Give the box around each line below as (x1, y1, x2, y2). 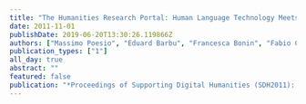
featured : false (9, 72, 71, 81)
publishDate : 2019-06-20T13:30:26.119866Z (9, 30, 173, 39)
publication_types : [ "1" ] (9, 47, 107, 56)
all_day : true (9, 55, 64, 64)
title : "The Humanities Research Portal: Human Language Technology (9, 13, 275, 23)
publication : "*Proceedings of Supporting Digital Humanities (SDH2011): (9, 80, 296, 90)
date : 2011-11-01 (9, 22, 76, 31)
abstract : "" (9, 64, 59, 73)
